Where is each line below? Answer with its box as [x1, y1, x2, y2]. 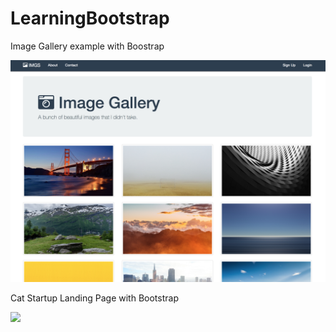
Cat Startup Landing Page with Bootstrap [10, 292, 179, 304]
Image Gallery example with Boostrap [10, 40, 165, 52]
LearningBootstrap [10, 7, 170, 30]
